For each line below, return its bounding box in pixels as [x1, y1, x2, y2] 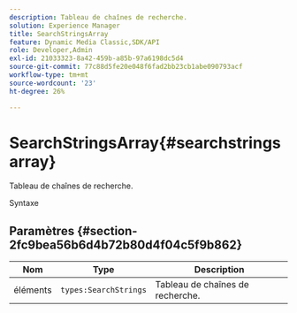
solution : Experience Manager [9, 21, 121, 30]
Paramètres [9, 223, 75, 239]
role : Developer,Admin [9, 46, 93, 55]
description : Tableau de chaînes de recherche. [9, 12, 188, 22]
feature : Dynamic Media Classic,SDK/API [9, 37, 161, 47]
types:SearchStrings [60, 285, 148, 295]
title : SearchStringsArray [9, 29, 109, 38]
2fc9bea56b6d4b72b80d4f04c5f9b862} [9, 237, 243, 252]
